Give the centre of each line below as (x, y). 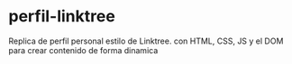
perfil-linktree (62, 16)
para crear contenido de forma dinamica (83, 50)
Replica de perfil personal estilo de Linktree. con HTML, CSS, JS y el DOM (146, 41)
